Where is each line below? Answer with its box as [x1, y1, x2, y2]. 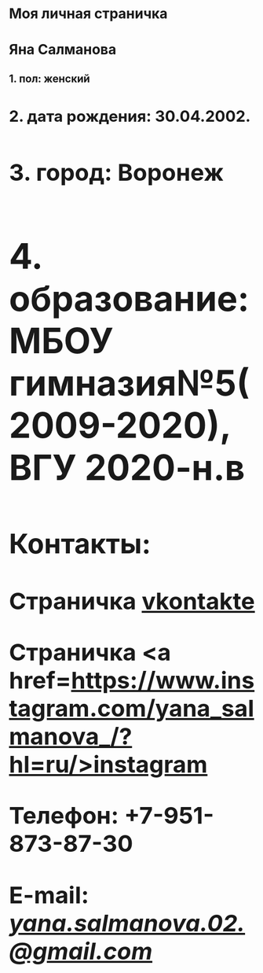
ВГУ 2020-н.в [9, 446, 246, 489]
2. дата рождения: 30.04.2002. [9, 105, 251, 126]
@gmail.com [9, 936, 153, 965]
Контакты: [9, 526, 152, 560]
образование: [9, 277, 250, 320]
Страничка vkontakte [9, 586, 255, 615]
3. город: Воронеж [9, 158, 225, 186]
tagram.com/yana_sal [9, 694, 254, 723]
